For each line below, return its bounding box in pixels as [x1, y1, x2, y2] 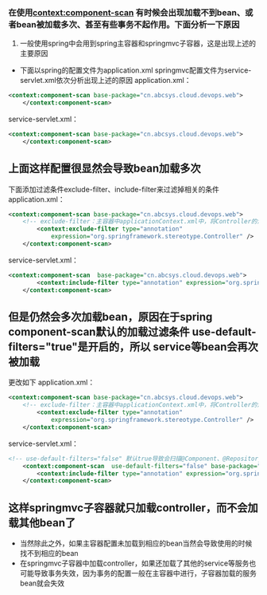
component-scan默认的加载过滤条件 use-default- [8, 325, 257, 338]
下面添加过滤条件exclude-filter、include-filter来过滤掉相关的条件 [8, 184, 220, 194]
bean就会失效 [19, 578, 65, 588]
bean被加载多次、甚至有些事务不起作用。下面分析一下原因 [16, 18, 240, 30]
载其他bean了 [8, 516, 76, 530]
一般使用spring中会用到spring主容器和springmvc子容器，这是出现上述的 [19, 38, 257, 49]
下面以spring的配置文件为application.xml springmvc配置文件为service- [19, 65, 252, 75]
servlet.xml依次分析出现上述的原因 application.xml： [19, 76, 192, 85]
